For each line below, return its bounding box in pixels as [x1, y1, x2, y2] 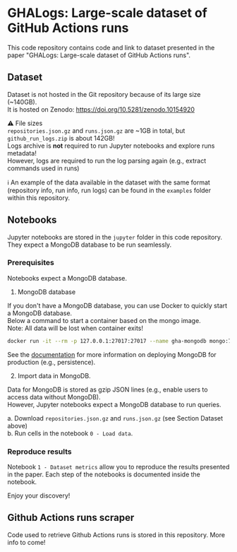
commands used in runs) [7, 164, 80, 172]
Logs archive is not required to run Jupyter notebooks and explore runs [7, 141, 215, 150]
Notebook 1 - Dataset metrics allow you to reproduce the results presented [7, 463, 230, 471]
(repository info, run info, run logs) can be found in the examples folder [7, 186, 212, 194]
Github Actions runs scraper [7, 512, 135, 524]
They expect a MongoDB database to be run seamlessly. [7, 240, 172, 249]
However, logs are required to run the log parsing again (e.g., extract [7, 156, 207, 165]
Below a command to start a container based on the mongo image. [7, 316, 201, 324]
